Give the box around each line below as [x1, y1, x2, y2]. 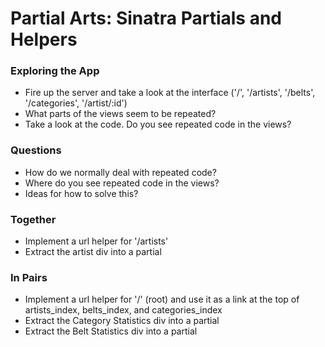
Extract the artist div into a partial [24, 246, 162, 258]
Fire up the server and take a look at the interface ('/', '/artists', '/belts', [24, 87, 316, 99]
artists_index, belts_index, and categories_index [24, 304, 223, 316]
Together [10, 212, 57, 226]
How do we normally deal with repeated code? [24, 166, 217, 178]
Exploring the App [10, 64, 100, 78]
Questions [10, 143, 62, 157]
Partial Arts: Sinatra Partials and [10, 7, 282, 30]
